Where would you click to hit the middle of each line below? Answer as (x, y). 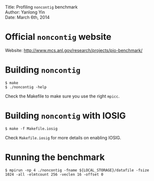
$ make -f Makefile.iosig (31, 129)
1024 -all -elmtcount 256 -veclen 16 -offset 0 (54, 174)
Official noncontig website (58, 37)
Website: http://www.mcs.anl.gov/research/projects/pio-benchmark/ (74, 50)
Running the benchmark (55, 157)
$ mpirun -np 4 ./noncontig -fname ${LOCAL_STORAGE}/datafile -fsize (77, 170)
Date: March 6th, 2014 (27, 17)
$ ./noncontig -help (26, 87)
